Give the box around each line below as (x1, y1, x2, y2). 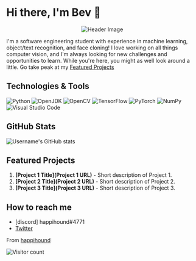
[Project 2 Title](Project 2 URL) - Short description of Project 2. (15, 178, 175, 185)
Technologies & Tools (6, 81, 89, 91)
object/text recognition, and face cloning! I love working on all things (6, 44, 178, 51)
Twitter (15, 225, 33, 232)
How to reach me (6, 202, 72, 212)
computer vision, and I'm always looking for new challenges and (6, 50, 167, 57)
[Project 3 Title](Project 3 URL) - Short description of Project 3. (15, 184, 175, 191)
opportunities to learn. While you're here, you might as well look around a (6, 57, 191, 64)
